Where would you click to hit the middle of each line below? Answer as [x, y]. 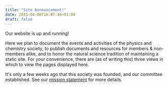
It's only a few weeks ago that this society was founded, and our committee [84, 74]
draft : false [19, 19]
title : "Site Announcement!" [36, 10]
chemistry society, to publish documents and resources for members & [79, 49]
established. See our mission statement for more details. [64, 80]
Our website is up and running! [37, 34]
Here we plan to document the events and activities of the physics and [78, 43]
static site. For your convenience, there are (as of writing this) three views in [84, 59]
